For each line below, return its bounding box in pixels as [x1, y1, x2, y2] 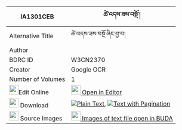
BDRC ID [9, 56, 34, 64]
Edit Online [18, 88, 50, 96]
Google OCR [70, 66, 106, 73]
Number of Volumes [9, 75, 66, 83]
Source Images [20, 114, 63, 122]
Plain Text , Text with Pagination [76, 100, 171, 108]
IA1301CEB [20, 12, 54, 20]
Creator [9, 66, 31, 73]
